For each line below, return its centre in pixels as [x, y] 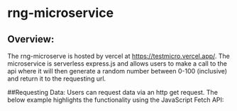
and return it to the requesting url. [57, 78]
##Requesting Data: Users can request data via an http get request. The [113, 92]
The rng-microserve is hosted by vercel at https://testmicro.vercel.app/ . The [119, 56]
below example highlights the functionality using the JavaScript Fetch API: [116, 100]
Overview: [31, 39]
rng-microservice [61, 13]
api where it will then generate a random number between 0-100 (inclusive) [117, 71]
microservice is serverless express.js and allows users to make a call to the [117, 64]
